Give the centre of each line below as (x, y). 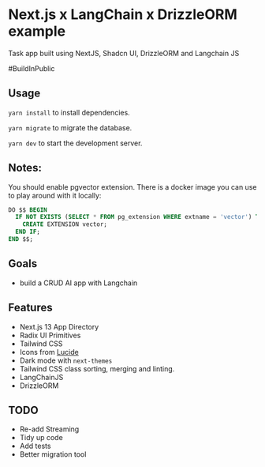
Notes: (25, 168)
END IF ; (28, 232)
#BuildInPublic (32, 68)
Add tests (35, 446)
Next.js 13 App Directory (59, 326)
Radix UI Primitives (50, 335)
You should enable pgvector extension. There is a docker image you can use (132, 186)
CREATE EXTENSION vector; (65, 224)
